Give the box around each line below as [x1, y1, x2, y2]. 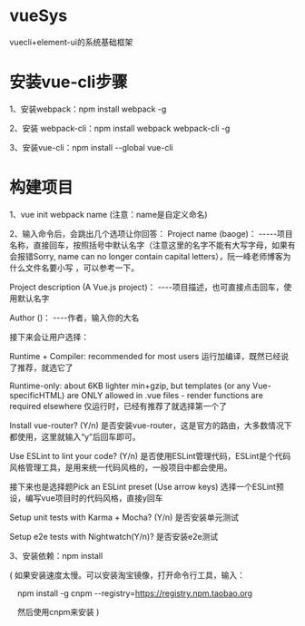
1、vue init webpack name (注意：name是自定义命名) [9, 209, 208, 220]
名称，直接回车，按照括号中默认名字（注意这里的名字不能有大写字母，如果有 [9, 240, 296, 250]
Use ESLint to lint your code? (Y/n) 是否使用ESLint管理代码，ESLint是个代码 [9, 450, 291, 461]
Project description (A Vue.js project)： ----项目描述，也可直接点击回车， [9, 281, 284, 292]
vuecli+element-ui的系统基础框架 [9, 36, 133, 47]
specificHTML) [9, 389, 65, 400]
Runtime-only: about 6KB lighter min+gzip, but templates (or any [9, 380, 251, 391]
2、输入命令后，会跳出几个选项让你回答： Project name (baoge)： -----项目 [9, 228, 293, 239]
